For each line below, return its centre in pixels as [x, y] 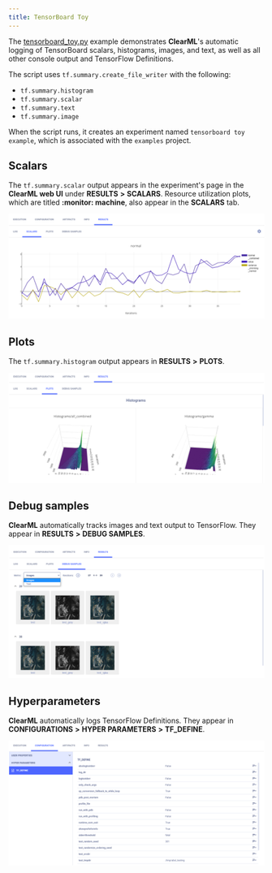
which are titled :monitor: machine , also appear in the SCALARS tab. [124, 202]
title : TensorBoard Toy [49, 17]
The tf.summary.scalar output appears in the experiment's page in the [126, 185]
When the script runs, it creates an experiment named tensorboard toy [127, 132]
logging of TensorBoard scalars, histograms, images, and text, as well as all [135, 50]
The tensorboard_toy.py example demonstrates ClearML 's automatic [124, 41]
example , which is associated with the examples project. [100, 140]
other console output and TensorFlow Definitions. [91, 58]
